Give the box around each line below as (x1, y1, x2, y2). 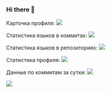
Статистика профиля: (6, 57, 61, 64)
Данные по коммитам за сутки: (6, 69, 86, 76)
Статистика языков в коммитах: (6, 32, 87, 39)
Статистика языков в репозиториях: (6, 44, 98, 51)
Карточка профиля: (6, 20, 55, 27)
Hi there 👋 (6, 5, 36, 14)
